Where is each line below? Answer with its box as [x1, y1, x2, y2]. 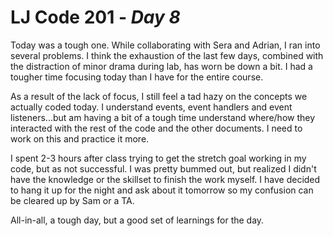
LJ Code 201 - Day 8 [10, 6, 181, 29]
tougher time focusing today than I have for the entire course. [10, 71, 264, 83]
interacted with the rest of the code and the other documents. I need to [10, 122, 303, 134]
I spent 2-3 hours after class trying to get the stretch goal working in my [10, 152, 307, 164]
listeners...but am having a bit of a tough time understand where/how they [10, 111, 316, 123]
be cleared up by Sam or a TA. [10, 194, 135, 206]
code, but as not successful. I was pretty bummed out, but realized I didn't [10, 162, 317, 175]
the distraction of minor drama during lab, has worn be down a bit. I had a [10, 60, 313, 72]
